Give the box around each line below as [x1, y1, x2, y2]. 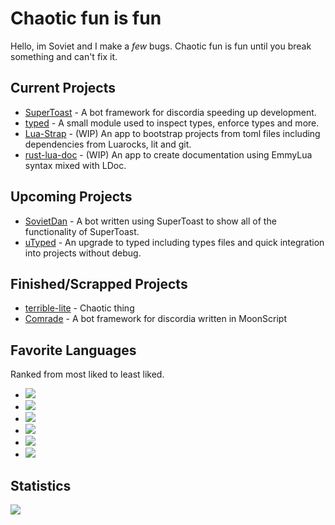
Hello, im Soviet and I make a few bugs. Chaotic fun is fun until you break [10, 40, 312, 52]
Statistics [10, 477, 72, 494]
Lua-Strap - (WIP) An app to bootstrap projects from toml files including [24, 127, 321, 139]
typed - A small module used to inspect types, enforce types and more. [24, 117, 320, 129]
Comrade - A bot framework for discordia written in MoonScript [24, 313, 287, 325]
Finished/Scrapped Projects [10, 275, 188, 292]
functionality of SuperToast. [24, 225, 140, 237]
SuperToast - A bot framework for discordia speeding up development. [24, 106, 317, 118]
